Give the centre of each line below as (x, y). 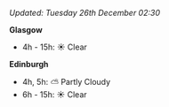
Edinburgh (29, 64)
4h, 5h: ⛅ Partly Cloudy (66, 82)
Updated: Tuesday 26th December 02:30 (84, 13)
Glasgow (26, 30)
